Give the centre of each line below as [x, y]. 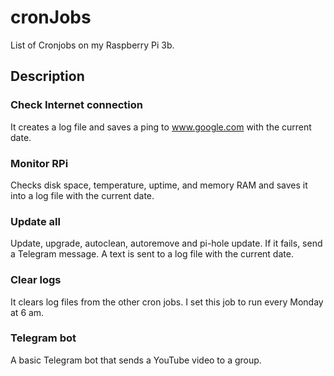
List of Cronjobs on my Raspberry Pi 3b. [92, 45]
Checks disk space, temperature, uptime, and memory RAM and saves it [159, 185]
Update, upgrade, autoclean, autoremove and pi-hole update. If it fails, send [166, 243]
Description [47, 76]
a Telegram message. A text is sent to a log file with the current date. [152, 254]
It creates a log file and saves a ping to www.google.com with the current [161, 127]
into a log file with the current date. [82, 195]
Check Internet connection [76, 105]
